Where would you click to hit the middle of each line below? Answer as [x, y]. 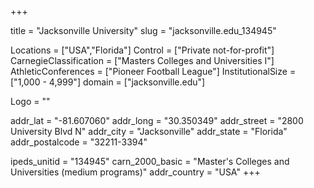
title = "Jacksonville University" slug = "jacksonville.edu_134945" [143, 30]
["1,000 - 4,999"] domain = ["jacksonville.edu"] [108, 82]
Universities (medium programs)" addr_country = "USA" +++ [135, 172]
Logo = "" [30, 101]
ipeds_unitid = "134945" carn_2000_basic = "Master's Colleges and [150, 161]
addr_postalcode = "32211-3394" [79, 142]
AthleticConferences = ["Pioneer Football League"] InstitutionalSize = [153, 71]
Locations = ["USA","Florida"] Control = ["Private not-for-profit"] [142, 50]
